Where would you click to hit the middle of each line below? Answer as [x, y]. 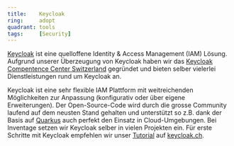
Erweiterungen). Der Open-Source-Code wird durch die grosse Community [117, 105]
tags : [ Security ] [39, 34]
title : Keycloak [36, 14]
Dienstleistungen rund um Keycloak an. [65, 77]
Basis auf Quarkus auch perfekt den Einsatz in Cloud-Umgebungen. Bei [112, 120]
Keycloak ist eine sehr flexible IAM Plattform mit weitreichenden [100, 90]
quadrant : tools [31, 27]
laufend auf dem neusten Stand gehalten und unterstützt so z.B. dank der [115, 113]
